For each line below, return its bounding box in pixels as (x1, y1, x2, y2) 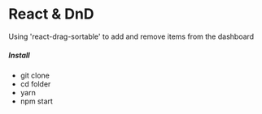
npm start (20, 96, 53, 106)
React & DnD (8, 5, 94, 23)
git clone (20, 70, 50, 80)
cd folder (20, 78, 51, 89)
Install (8, 50, 30, 60)
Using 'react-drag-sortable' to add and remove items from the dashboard (8, 32, 255, 41)
